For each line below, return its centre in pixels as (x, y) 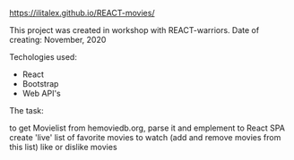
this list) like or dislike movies (64, 147)
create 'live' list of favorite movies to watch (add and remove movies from (145, 137)
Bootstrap (40, 84)
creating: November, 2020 (58, 40)
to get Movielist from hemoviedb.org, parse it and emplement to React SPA (147, 128)
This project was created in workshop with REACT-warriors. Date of (134, 30)
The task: (27, 110)
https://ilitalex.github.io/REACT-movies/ (82, 13)
